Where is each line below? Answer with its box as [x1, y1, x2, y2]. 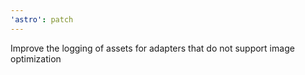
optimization [10, 52, 62, 65]
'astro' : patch [10, 14, 74, 25]
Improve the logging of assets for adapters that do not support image [10, 42, 295, 54]
